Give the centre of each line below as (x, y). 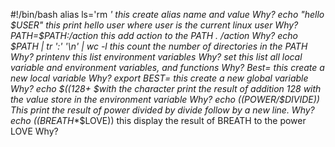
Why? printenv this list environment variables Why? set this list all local (156, 57)
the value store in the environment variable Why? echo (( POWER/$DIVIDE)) (165, 99)
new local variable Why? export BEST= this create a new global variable (159, 78)
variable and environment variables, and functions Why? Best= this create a (167, 67)
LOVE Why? (34, 131)
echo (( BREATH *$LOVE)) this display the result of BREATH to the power (158, 120)
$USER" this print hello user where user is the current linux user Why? (154, 25)
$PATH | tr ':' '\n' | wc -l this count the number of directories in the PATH (159, 46)
